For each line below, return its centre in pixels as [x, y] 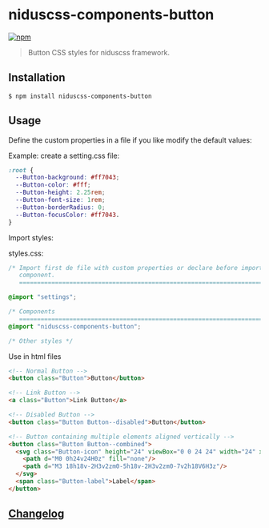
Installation [37, 78]
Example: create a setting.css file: [64, 155]
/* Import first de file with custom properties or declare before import [136, 268]
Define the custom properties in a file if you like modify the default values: [130, 140]
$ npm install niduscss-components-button [80, 96]
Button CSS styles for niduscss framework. [99, 52]
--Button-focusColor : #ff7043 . [68, 215]
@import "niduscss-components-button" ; [75, 326]
